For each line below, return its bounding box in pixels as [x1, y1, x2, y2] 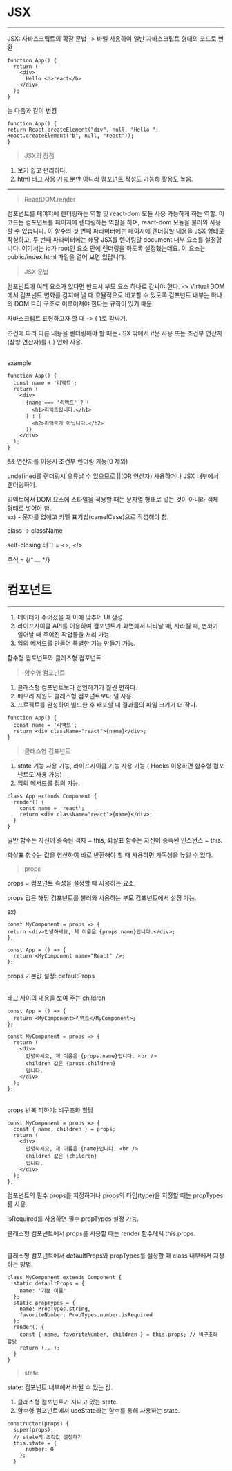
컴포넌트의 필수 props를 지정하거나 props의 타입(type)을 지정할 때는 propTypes [7, 1191, 224, 1199]
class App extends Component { [7, 793, 97, 800]
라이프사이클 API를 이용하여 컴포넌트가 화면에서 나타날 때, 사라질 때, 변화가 [17, 622, 219, 630]
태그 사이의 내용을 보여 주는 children [7, 994, 106, 1002]
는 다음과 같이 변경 [7, 106, 57, 114]
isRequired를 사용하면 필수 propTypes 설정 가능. [7, 1214, 139, 1223]
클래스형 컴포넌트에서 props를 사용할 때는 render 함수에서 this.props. [7, 1229, 196, 1237]
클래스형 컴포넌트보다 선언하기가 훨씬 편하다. [17, 683, 138, 692]
